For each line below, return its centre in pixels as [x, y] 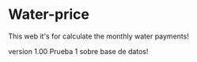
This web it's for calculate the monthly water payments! [99, 36]
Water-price [49, 15]
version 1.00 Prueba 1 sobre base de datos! [78, 51]
